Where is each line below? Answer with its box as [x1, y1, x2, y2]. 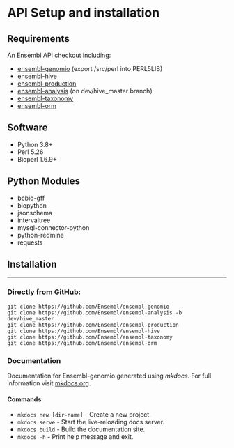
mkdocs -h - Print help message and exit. [17, 433, 134, 441]
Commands [7, 395, 42, 403]
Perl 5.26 [17, 148, 44, 156]
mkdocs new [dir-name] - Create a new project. [17, 410, 151, 419]
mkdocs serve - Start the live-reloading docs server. [17, 418, 165, 426]
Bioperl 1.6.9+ [17, 155, 57, 163]
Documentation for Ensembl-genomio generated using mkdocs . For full [7, 371, 212, 380]
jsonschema [17, 208, 53, 217]
